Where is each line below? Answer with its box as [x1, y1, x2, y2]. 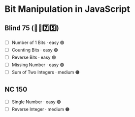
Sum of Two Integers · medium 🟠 [11, 69, 80, 75]
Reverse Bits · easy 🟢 [11, 54, 56, 60]
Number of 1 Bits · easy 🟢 [11, 39, 65, 45]
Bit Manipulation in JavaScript [4, 3, 130, 15]
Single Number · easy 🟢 [11, 99, 61, 105]
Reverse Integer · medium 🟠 [11, 106, 70, 112]
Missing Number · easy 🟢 [11, 62, 65, 68]
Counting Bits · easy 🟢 [11, 47, 59, 53]
